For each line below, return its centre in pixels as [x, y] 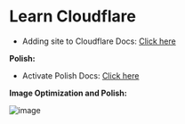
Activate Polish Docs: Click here [80, 75]
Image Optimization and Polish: [68, 93]
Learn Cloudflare [72, 17]
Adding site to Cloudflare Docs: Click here [99, 41]
